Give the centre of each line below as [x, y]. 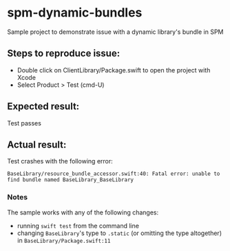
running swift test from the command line [78, 225]
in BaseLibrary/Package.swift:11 [64, 240]
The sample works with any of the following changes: [83, 212]
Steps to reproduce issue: [64, 53]
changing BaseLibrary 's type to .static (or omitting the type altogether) [119, 233]
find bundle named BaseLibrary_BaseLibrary [71, 180]
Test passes [24, 123]
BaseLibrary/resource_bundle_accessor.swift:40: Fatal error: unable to [114, 174]
